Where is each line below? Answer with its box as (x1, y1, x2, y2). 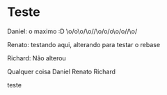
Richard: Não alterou (7, 53, 66, 62)
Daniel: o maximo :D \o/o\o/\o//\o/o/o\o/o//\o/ (7, 27, 138, 35)
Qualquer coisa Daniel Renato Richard (7, 67, 116, 76)
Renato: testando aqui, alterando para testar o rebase (7, 40, 161, 49)
